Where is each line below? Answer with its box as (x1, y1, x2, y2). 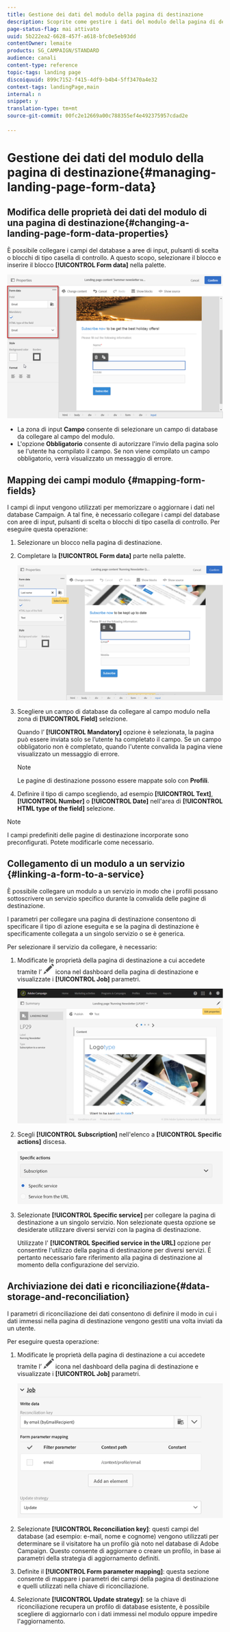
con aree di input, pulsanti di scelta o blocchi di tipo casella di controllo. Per (7, 518, 220, 526)
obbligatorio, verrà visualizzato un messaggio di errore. (16, 454, 173, 463)
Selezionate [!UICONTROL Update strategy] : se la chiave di (16, 1595, 186, 1603)
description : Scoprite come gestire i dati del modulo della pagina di (7, 18, 216, 25)
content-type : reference (7, 62, 78, 69)
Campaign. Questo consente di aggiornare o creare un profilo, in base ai (16, 1546, 221, 1554)
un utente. (7, 1324, 36, 1332)
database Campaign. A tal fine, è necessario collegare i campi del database (7, 511, 220, 519)
